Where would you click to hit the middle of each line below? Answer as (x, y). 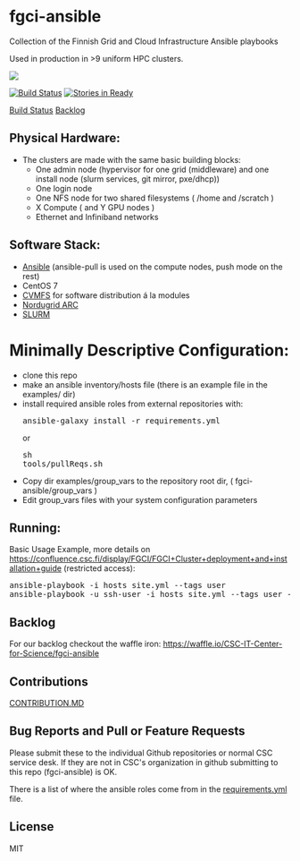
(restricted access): (100, 568)
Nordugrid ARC (50, 304)
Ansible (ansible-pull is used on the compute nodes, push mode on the (152, 267)
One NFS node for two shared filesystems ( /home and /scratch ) (154, 198)
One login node (64, 188)
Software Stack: (55, 245)
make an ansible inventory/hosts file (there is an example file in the (145, 384)
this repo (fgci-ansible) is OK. (63, 771)
